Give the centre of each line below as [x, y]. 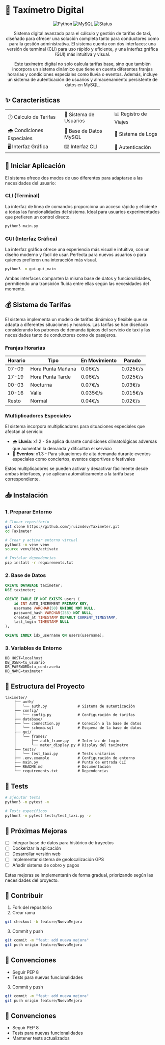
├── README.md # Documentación [62, 767]
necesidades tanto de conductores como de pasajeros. [61, 335]
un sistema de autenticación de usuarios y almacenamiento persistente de [82, 79]
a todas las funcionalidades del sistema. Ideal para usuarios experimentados [82, 212]
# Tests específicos [26, 811]
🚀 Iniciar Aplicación [35, 166]
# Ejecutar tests [23, 797]
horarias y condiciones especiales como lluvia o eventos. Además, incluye [82, 74]
